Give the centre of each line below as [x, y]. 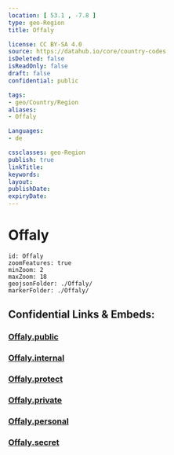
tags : [17, 95]
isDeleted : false [36, 59]
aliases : [22, 110]
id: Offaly [26, 256]
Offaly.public [33, 337]
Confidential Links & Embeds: [82, 315]
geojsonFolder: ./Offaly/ [50, 284]
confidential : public [43, 81]
